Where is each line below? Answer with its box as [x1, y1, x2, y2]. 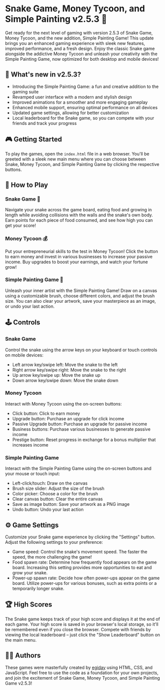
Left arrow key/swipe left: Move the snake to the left [12, 362, 118, 367]
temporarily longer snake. [12, 585, 65, 591]
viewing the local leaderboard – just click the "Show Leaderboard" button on [5, 632, 160, 638]
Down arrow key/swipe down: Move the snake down [12, 377, 119, 383]
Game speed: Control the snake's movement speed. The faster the [12, 549, 148, 555]
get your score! [5, 223, 36, 229]
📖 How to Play [5, 181, 48, 189]
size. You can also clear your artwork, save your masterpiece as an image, [5, 298, 156, 304]
